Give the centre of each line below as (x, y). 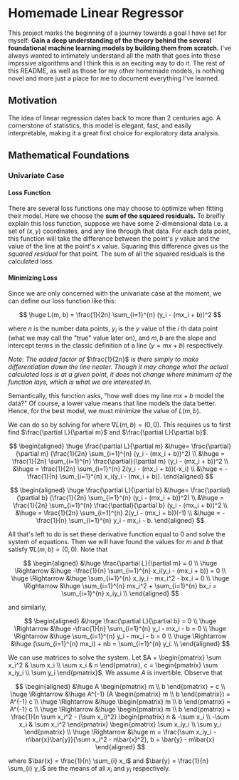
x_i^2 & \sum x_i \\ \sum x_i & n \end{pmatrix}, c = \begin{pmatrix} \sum (113, 665)
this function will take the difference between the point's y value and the (114, 239)
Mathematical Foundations (69, 156)
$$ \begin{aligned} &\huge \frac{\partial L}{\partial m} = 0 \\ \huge (120, 563)
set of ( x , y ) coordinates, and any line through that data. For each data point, (119, 231)
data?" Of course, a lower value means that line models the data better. (112, 403)
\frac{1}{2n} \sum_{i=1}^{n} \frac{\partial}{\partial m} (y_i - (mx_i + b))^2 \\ (120, 462)
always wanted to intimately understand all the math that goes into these (115, 56)
